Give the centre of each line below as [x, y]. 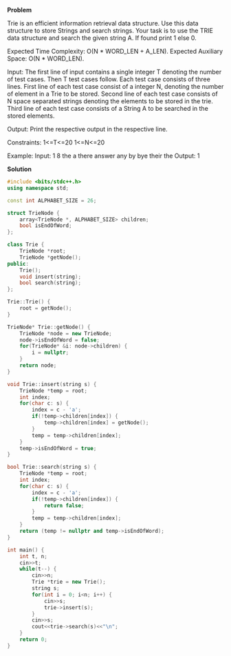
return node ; [38, 366]
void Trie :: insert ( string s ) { [52, 384]
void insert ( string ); [50, 277]
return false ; [64, 505]
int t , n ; [34, 556]
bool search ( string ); [50, 283]
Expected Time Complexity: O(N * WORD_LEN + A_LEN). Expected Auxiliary [115, 51]
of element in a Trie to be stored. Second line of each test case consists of [112, 94]
